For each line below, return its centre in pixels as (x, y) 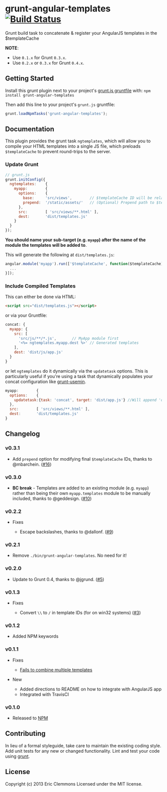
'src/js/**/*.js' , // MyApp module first (69, 338)
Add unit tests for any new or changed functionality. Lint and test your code (83, 751)
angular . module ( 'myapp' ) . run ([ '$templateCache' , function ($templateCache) (84, 264)
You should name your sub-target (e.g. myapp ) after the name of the (76, 240)
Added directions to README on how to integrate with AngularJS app (90, 689)
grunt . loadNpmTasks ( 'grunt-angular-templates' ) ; (56, 113)
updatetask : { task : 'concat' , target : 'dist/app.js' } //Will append (85, 400)
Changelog (23, 434)
